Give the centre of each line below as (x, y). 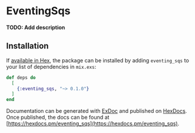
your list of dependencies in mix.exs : (51, 66)
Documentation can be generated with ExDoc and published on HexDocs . (97, 111)
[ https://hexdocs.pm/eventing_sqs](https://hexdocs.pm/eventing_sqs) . (93, 123)
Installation (27, 46)
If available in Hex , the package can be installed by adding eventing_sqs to (98, 60)
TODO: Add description (36, 27)
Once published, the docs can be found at (58, 118)
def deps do (21, 77)
